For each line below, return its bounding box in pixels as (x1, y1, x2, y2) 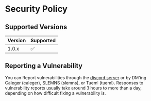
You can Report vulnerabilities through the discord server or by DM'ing (5, 74, 147, 81)
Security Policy (5, 3, 68, 15)
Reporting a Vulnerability (5, 62, 83, 70)
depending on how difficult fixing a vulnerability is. (5, 90, 106, 96)
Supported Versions (5, 23, 67, 31)
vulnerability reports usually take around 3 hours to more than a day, (5, 85, 142, 91)
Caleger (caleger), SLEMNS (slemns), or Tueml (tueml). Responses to (5, 80, 144, 85)
